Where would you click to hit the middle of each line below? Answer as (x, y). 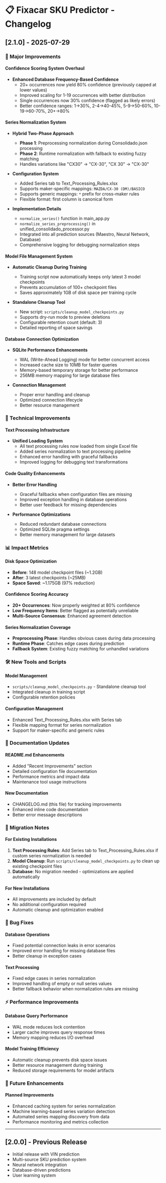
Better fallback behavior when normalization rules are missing (75, 989)
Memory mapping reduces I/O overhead (53, 1037)
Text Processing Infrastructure (38, 430)
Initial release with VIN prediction (46, 1154)
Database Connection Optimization (42, 339)
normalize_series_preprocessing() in (58, 223)
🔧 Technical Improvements (38, 418)
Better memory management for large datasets (67, 534)
